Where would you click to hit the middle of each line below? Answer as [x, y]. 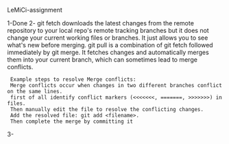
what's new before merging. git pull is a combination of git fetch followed [110, 45]
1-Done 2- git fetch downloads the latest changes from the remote [100, 23]
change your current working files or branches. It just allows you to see [108, 38]
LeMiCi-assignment [35, 10]
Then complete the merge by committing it [72, 121]
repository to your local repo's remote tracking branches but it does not [108, 31]
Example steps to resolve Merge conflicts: [73, 80]
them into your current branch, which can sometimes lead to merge [102, 60]
